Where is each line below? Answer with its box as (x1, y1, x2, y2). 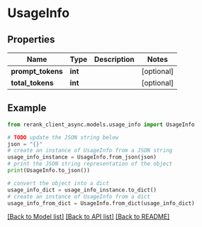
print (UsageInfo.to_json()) (7, 167, 91, 174)
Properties (7, 33, 55, 46)
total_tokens (11, 78, 54, 88)
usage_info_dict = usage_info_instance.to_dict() (7, 186, 157, 194)
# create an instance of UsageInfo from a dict (7, 193, 151, 200)
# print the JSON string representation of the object (7, 160, 173, 168)
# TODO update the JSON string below (7, 134, 119, 141)
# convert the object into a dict (7, 179, 110, 186)
